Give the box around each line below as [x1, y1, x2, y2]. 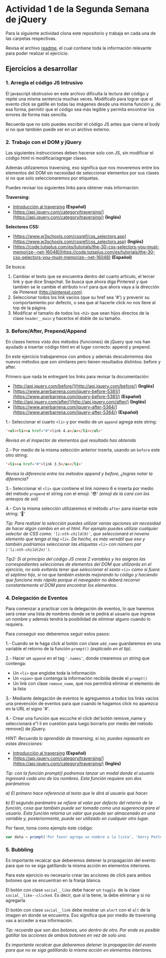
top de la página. [12, 305, 47, 311]
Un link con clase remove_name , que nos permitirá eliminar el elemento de [12, 680, 160, 686]
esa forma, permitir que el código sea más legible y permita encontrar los [5, 106, 155, 112]
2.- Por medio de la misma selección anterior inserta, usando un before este [5, 447, 160, 453]
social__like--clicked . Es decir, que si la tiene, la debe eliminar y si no [5, 892, 151, 898]
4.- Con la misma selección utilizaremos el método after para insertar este [5, 505, 158, 511]
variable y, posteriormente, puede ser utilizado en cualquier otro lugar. [5, 816, 149, 821]
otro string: [5, 452, 29, 458]
